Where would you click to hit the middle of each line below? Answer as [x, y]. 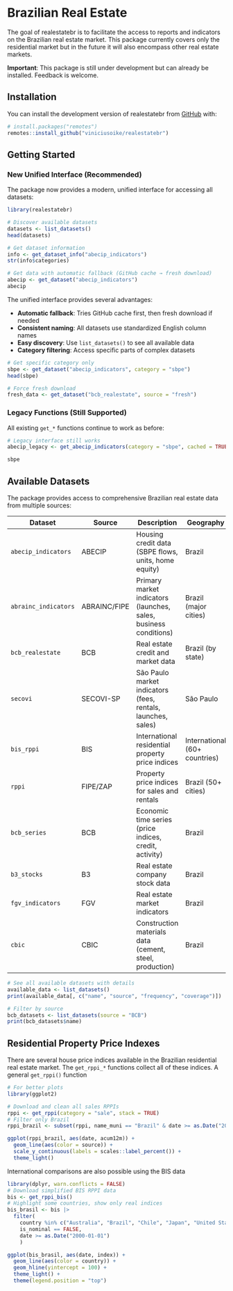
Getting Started [41, 155]
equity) [148, 569]
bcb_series [28, 833]
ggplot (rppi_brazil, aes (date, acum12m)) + [71, 1139]
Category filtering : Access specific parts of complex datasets [106, 350]
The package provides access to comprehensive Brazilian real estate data [113, 498]
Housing [150, 534]
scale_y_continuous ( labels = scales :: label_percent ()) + [97, 1152]
